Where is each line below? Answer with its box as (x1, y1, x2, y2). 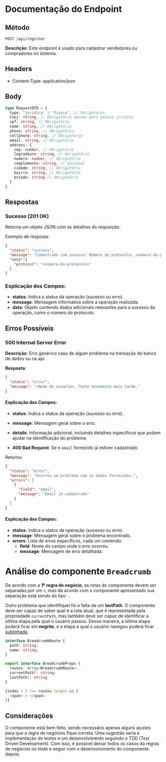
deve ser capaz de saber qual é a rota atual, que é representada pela (5, 608, 146, 613)
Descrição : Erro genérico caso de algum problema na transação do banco (5, 350, 157, 356)
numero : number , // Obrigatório (14, 156, 81, 161)
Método (5, 23, 30, 32)
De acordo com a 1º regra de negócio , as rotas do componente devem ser (5, 582, 157, 588)
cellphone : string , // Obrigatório (9, 133, 83, 138)
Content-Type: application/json (12, 78, 76, 84)
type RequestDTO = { (5, 105, 48, 110)
